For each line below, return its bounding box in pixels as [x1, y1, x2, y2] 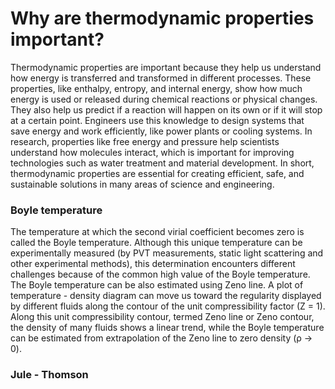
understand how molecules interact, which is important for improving [10, 146, 295, 158]
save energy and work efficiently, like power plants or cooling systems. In [10, 125, 313, 137]
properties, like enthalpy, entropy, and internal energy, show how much [10, 82, 303, 94]
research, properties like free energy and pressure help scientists [10, 135, 280, 147]
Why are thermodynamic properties [10, 7, 315, 30]
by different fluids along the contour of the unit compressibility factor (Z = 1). [10, 300, 326, 312]
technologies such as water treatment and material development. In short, [10, 157, 315, 169]
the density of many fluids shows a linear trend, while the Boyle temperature [10, 322, 325, 334]
